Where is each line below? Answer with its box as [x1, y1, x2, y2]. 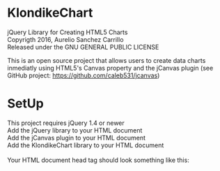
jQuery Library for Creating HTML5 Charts [7, 28, 128, 36]
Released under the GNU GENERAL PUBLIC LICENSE [7, 43, 159, 51]
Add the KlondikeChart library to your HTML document [7, 141, 164, 149]
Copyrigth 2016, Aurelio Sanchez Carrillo [7, 35, 124, 43]
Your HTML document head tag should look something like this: [7, 156, 189, 164]
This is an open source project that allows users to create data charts [7, 56, 206, 64]
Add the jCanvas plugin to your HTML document [7, 133, 146, 142]
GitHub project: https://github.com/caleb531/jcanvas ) [7, 71, 160, 80]
